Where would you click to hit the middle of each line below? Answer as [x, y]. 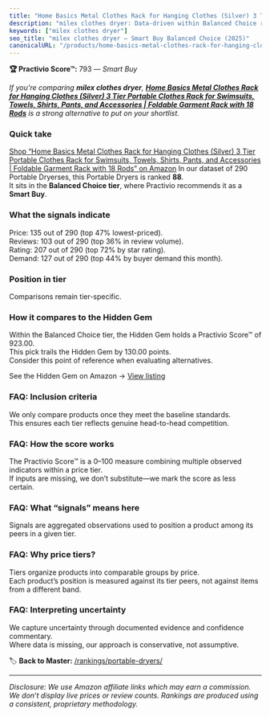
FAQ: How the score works [62, 444]
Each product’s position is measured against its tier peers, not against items [134, 580]
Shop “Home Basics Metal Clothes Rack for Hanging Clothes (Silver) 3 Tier [132, 152]
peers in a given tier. [43, 534]
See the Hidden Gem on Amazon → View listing [87, 376]
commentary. [31, 636]
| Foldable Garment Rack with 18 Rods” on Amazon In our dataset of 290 [129, 169]
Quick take [30, 134]
